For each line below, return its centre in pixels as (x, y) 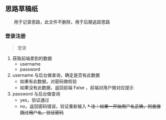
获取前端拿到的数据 (32, 58)
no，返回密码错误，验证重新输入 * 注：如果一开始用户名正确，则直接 (90, 107)
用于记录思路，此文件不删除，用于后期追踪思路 (62, 22)
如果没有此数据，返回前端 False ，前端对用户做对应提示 (77, 88)
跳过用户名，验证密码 (42, 113)
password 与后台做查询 (36, 94)
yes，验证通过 (34, 100)
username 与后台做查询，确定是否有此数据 (56, 75)
